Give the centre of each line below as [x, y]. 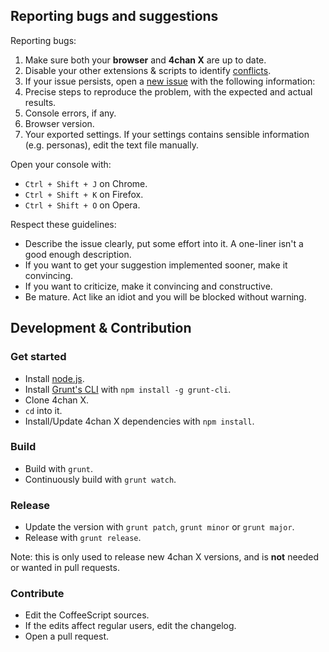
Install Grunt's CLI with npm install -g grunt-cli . [128, 389]
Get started [38, 357]
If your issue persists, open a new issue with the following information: [170, 81]
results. [40, 102]
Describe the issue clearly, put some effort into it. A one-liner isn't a [164, 243]
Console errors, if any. [70, 113]
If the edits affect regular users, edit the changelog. [130, 626]
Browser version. [59, 123]
